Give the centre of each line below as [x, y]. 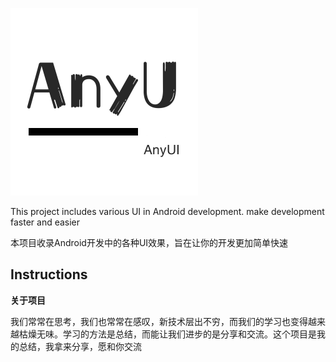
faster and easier [45, 222]
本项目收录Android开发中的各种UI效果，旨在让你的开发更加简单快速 [149, 242]
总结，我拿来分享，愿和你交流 [80, 346]
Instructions [49, 274]
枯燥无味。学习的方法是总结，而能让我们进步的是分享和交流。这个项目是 [167, 334]
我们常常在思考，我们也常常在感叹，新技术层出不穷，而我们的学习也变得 [159, 321]
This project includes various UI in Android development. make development [167, 211]
